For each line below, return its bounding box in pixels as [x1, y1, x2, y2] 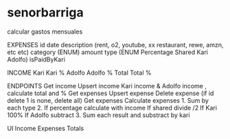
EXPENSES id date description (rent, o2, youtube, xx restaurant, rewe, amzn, [7, 40, 224, 49]
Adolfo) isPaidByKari [7, 55, 65, 63]
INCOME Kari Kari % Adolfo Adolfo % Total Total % [7, 68, 152, 77]
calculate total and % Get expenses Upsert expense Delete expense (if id [7, 89, 214, 97]
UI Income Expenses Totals [7, 124, 84, 132]
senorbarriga [7, 5, 84, 21]
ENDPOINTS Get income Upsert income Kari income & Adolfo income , [7, 81, 207, 90]
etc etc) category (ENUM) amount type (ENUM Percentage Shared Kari [7, 48, 208, 56]
